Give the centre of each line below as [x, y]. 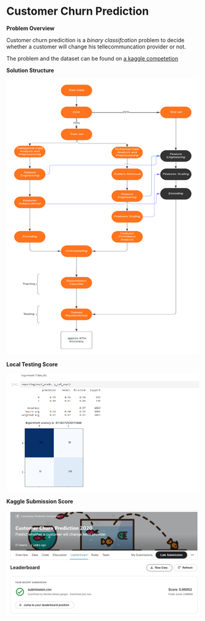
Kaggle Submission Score [40, 501]
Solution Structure [30, 70]
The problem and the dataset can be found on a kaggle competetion [92, 58]
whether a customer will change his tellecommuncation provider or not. [96, 47]
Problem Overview [31, 28]
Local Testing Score [32, 364]
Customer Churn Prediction [78, 11]
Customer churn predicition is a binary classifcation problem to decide [95, 40]
